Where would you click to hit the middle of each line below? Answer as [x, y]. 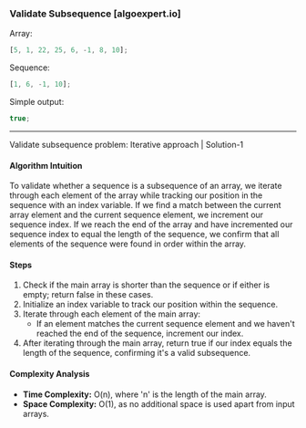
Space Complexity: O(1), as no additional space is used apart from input [158, 403]
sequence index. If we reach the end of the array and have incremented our [151, 224]
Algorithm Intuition [46, 165]
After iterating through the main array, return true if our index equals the [158, 343]
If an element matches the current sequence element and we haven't [166, 324]
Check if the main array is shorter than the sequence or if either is [146, 285]
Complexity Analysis [50, 373]
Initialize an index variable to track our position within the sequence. [150, 305]
